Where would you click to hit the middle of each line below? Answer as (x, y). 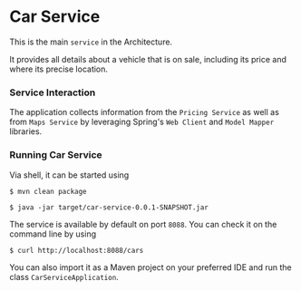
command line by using (53, 234)
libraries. (26, 131)
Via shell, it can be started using (69, 175)
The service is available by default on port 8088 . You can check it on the (143, 224)
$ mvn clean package (49, 191)
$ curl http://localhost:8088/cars (77, 250)
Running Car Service (56, 155)
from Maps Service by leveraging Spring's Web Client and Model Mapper (142, 122)
